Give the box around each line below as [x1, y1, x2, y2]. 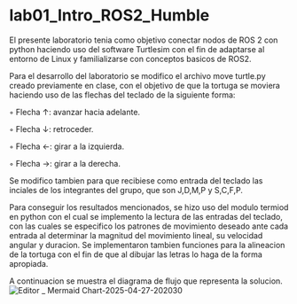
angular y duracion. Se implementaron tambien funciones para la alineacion [9, 239, 285, 250]
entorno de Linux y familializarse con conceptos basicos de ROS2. [9, 53, 252, 64]
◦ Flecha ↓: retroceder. [9, 123, 94, 134]
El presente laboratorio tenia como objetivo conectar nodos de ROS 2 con [9, 35, 278, 45]
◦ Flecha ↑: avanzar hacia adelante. [9, 106, 140, 117]
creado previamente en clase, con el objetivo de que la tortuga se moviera [9, 80, 281, 90]
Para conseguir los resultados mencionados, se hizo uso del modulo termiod [9, 201, 289, 213]
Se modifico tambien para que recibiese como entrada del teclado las [9, 175, 263, 186]
